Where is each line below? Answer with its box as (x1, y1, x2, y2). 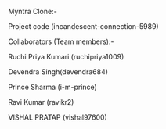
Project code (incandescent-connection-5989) (8, 22, 159, 30)
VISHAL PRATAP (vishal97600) (8, 113, 107, 122)
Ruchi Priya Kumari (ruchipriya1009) (8, 52, 125, 61)
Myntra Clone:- (8, 7, 57, 16)
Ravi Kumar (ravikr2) (8, 98, 74, 106)
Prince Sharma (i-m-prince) (8, 82, 98, 91)
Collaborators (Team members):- (8, 37, 114, 46)
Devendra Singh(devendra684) (8, 67, 108, 77)
